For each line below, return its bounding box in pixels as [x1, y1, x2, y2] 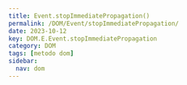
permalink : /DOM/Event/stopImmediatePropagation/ [8, 19, 180, 28]
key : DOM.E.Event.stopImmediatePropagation [8, 34, 158, 43]
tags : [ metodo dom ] [8, 49, 74, 57]
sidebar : [8, 57, 38, 66]
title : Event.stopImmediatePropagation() [8, 11, 151, 20]
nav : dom [15, 65, 45, 73]
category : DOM [8, 42, 57, 50]
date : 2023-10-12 [8, 27, 67, 35]
